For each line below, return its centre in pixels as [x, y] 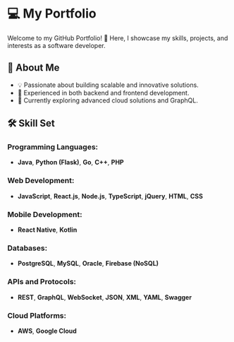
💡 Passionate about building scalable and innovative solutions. [108, 85]
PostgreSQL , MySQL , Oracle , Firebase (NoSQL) [88, 264]
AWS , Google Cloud [47, 331]
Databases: [27, 248]
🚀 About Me [33, 68]
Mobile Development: [45, 214]
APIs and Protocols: [42, 282]
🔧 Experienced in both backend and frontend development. [103, 93]
